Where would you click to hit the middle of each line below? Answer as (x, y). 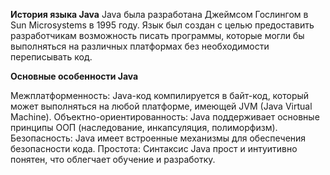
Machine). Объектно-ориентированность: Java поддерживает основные (165, 117)
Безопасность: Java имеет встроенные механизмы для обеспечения (158, 138)
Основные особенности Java (74, 76)
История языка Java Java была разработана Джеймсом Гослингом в (159, 14)
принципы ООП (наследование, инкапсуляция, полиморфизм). (144, 127)
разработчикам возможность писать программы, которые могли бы (157, 35)
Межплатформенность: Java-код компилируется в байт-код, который (160, 95)
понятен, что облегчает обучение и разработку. (113, 159)
